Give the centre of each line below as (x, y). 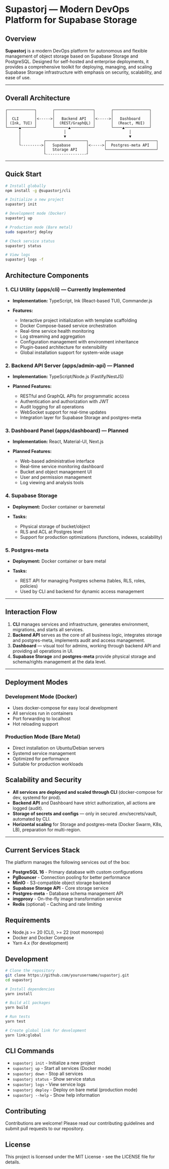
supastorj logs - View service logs (49, 1085)
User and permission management (56, 477)
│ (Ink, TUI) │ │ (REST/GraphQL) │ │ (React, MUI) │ (78, 123)
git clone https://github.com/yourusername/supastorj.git (67, 975)
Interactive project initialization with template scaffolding (78, 320)
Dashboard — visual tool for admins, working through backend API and (87, 645)
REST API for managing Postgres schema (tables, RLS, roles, (83, 581)
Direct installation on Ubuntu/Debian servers (58, 748)
